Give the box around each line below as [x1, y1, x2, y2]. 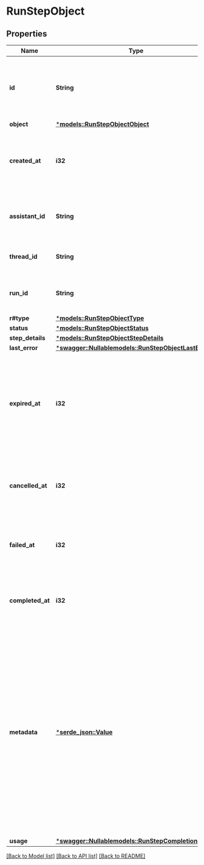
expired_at [9, 399, 41, 407]
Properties [6, 29, 47, 39]
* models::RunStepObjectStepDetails [55, 334, 164, 342]
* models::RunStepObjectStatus [55, 324, 149, 332]
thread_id [9, 253, 38, 261]
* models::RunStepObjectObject [55, 120, 149, 128]
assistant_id [9, 212, 46, 220]
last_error [9, 344, 38, 352]
